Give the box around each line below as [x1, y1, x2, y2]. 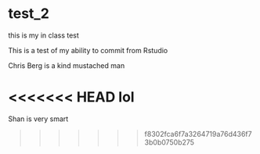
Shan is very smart [8, 114, 69, 124]
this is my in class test [8, 30, 80, 40]
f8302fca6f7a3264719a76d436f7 [144, 129, 252, 138]
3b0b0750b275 [144, 138, 194, 147]
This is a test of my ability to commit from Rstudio [8, 45, 168, 55]
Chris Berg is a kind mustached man [8, 60, 125, 70]
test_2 [8, 5, 49, 23]
